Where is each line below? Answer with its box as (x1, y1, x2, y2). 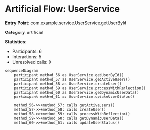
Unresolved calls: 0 (12, 59, 51, 65)
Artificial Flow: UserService (5, 3, 120, 15)
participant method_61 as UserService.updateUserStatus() (14, 94, 135, 99)
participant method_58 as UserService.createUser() (14, 81, 122, 86)
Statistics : (5, 38, 26, 45)
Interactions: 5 (12, 53, 42, 60)
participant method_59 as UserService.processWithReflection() (14, 85, 146, 91)
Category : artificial (5, 29, 44, 35)
